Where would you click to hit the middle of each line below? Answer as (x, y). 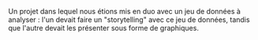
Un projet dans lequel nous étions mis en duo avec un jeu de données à (124, 11)
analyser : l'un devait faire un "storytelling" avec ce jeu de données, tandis (129, 20)
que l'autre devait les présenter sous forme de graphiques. (104, 28)
